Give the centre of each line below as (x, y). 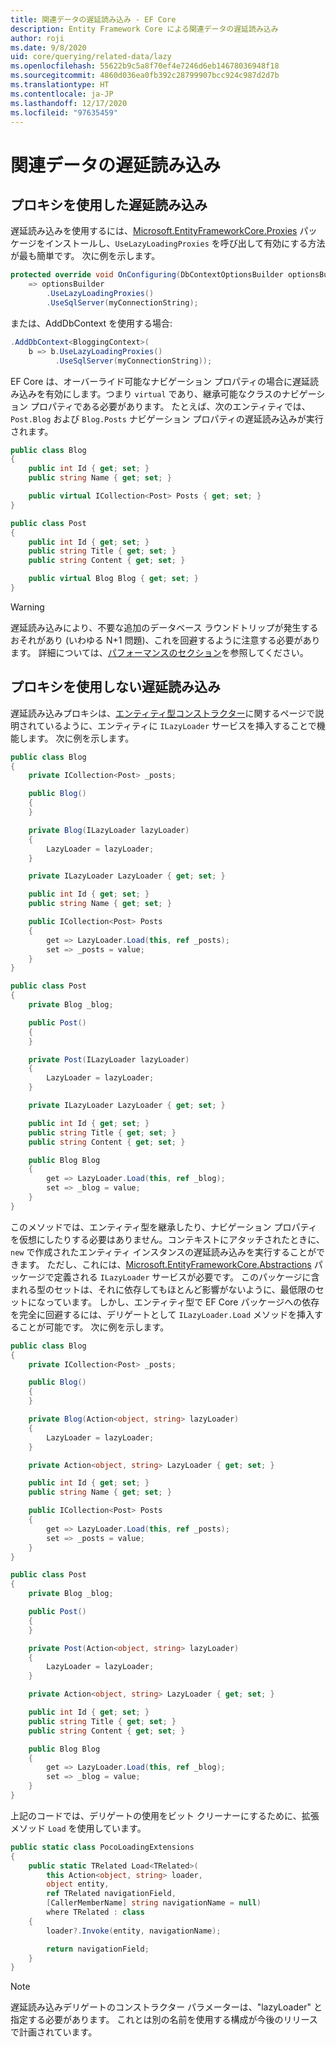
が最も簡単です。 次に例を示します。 (85, 256)
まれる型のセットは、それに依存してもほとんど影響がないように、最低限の (163, 1289)
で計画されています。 (54, 2032)
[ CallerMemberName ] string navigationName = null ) (154, 1903)
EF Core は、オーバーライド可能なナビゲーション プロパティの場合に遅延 (160, 381)
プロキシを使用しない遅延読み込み (115, 687)
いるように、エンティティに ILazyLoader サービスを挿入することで (180, 725)
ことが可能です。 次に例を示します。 (94, 1327)
